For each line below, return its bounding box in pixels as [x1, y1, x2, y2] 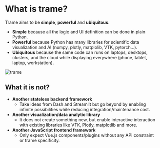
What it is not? [5, 83, 50, 92]
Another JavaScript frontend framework [12, 127, 96, 133]
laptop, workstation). [12, 60, 54, 66]
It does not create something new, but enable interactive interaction [19, 116, 156, 122]
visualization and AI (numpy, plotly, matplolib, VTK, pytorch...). [12, 44, 138, 50]
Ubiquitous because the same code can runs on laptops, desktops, [12, 49, 148, 55]
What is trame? [5, 3, 68, 15]
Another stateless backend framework [12, 96, 93, 102]
